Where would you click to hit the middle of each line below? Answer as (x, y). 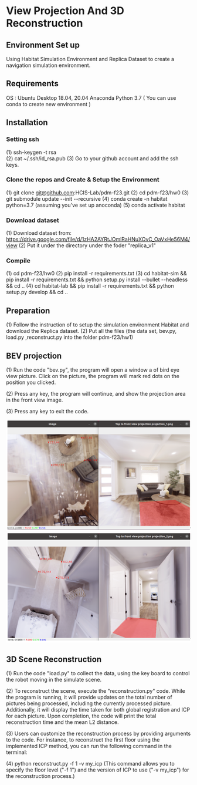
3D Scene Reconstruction (54, 659)
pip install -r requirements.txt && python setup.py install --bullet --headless (97, 279)
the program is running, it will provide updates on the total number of (89, 698)
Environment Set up (43, 45)
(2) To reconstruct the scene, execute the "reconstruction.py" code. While (96, 691)
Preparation (28, 310)
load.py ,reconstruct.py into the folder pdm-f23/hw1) (70, 337)
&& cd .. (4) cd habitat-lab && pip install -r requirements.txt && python (90, 286)
